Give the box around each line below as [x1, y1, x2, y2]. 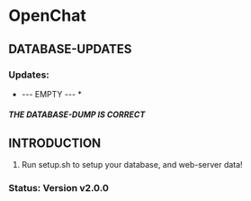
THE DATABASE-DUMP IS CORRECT [8, 109, 146, 120]
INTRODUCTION [8, 135, 102, 151]
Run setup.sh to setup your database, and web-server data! [21, 160, 244, 170]
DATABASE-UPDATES [8, 41, 132, 57]
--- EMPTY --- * [21, 88, 83, 99]
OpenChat [8, 5, 86, 26]
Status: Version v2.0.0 [8, 182, 109, 195]
